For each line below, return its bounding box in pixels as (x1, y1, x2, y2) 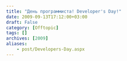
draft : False (6, 19, 38, 25)
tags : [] (6, 30, 28, 36)
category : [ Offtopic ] (6, 24, 59, 31)
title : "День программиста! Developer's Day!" (6, 8, 122, 15)
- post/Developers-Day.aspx (16, 46, 85, 52)
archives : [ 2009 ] (6, 35, 49, 41)
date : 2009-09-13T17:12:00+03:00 (6, 14, 88, 20)
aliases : (6, 41, 28, 47)
